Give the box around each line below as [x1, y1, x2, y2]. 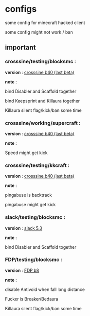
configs [5, 3, 37, 15]
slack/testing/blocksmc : [5, 214, 66, 221]
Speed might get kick [5, 150, 48, 156]
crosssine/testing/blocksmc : [5, 58, 76, 65]
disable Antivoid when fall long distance [5, 286, 85, 292]
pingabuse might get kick [5, 202, 56, 208]
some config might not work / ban [5, 29, 73, 35]
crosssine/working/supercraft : [5, 119, 81, 126]
